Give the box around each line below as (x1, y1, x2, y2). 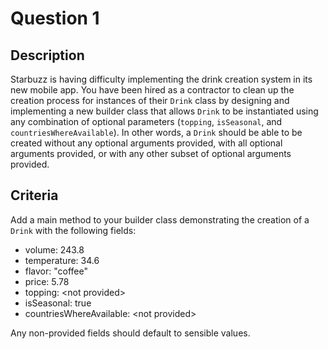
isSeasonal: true (24, 297, 92, 309)
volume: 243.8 (24, 243, 85, 256)
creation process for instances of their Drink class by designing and (10, 95, 290, 106)
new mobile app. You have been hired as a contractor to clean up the (10, 84, 295, 96)
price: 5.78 (24, 275, 70, 287)
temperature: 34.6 (24, 254, 100, 266)
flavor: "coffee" (24, 265, 89, 277)
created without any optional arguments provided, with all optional (10, 137, 283, 149)
